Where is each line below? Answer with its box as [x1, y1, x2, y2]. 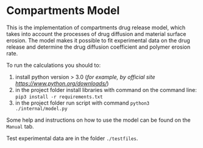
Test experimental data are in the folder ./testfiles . [6, 135, 138, 142]
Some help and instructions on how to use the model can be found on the [6, 116, 191, 124]
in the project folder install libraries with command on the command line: [15, 86, 197, 93]
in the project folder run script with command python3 [15, 99, 150, 107]
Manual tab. [6, 122, 35, 130]
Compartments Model [6, 4, 120, 18]
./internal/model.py [15, 105, 68, 111]
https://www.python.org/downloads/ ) [15, 80, 109, 87]
